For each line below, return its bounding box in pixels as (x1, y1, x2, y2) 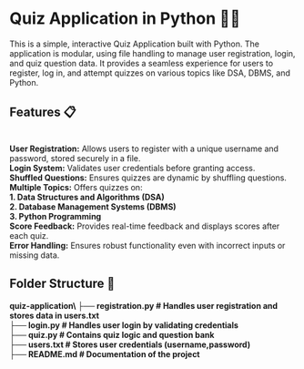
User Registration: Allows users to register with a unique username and (9, 143, 279, 154)
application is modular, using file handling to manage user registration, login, (9, 47, 296, 58)
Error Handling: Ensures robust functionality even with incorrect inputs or (9, 240, 286, 251)
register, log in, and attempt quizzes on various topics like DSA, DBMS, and (9, 67, 291, 78)
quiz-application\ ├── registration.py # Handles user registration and (9, 300, 279, 311)
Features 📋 (9, 105, 76, 120)
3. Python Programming (9, 210, 102, 221)
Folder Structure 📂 (9, 276, 116, 292)
